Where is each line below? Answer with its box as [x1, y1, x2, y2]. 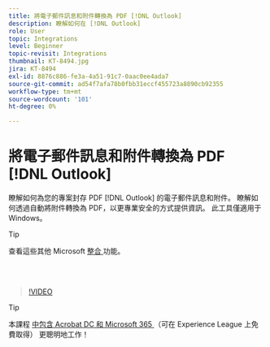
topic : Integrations [8, 34, 79, 43]
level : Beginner [8, 42, 63, 50]
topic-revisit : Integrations [8, 50, 107, 58]
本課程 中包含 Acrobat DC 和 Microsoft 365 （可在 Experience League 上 [8, 319, 252, 329]
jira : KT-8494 [8, 65, 57, 73]
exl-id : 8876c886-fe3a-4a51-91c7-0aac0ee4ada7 [8, 72, 169, 80]
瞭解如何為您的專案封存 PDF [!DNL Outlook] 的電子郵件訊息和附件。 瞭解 [8, 193, 252, 203]
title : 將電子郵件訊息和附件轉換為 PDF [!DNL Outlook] [8, 11, 182, 20]
